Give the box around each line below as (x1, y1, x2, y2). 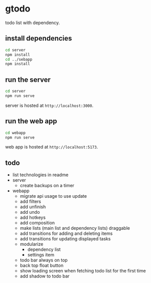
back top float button (20, 262, 64, 268)
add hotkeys (20, 214, 46, 221)
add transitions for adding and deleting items (20, 230, 113, 236)
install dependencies (5, 34, 72, 43)
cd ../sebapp (5, 57, 33, 62)
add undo (20, 209, 40, 215)
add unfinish (20, 204, 46, 210)
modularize (20, 241, 44, 247)
